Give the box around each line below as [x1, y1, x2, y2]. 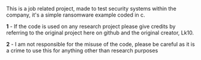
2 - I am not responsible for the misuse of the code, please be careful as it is [6, 41, 195, 48]
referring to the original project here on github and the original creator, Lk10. [6, 29, 194, 36]
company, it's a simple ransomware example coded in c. [6, 11, 145, 18]
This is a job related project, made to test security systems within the [6, 5, 177, 12]
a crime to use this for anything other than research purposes [6, 47, 158, 54]
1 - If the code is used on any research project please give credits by [6, 23, 176, 30]
